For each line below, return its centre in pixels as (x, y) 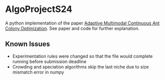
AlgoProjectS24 (39, 9)
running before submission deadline (49, 61)
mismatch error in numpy (38, 72)
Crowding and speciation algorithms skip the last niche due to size (81, 66)
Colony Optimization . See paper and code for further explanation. (72, 28)
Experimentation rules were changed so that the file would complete (82, 56)
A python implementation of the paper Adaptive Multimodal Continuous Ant (82, 23)
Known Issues (28, 44)
